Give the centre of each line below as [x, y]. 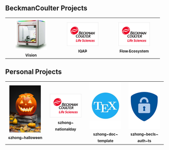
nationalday [66, 129]
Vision [31, 55]
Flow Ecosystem [134, 51]
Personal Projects [33, 72]
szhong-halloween [25, 137]
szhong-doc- [105, 134]
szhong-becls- [144, 134]
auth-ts [145, 141]
